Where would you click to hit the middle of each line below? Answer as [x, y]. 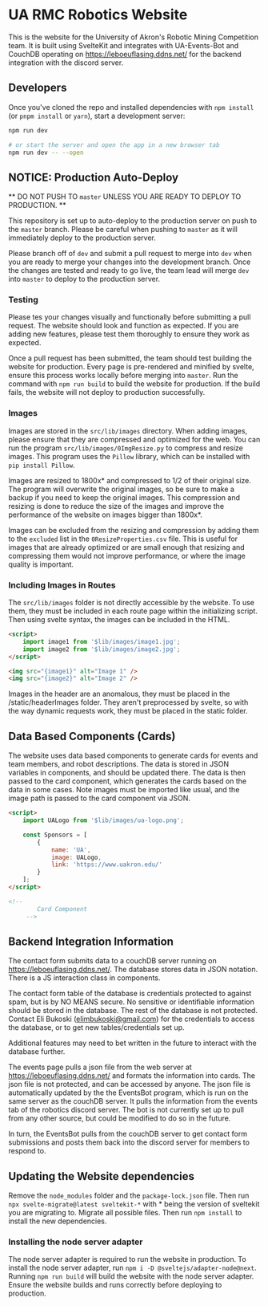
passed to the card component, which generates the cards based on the [127, 781]
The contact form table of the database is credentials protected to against [130, 994]
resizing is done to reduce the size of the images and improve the [116, 506]
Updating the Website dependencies [101, 1176]
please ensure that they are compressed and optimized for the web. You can [134, 439]
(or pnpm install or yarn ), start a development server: [97, 116]
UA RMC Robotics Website [98, 15]
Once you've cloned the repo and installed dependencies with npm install [131, 107]
